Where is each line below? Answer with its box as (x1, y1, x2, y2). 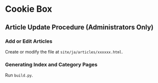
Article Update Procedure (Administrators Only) (5, 23, 154, 31)
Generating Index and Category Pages (5, 61, 98, 68)
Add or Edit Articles (5, 38, 53, 45)
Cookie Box (5, 3, 52, 15)
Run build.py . (5, 72, 33, 78)
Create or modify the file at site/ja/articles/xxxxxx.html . (5, 49, 123, 55)
